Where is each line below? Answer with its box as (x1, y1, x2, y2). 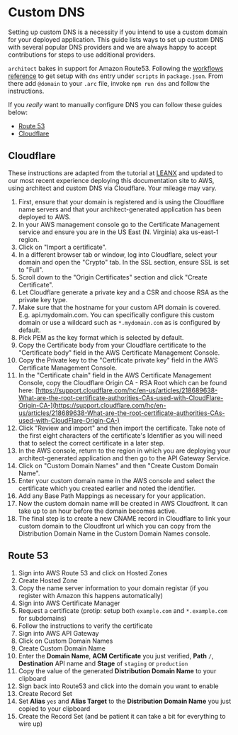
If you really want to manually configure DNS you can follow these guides (8, 100, 222, 109)
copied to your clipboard (18, 704, 91, 713)
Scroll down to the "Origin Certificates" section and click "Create (18, 272, 208, 281)
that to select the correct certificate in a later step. (18, 438, 165, 447)
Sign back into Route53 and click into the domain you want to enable (18, 682, 219, 690)
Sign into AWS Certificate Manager (18, 599, 120, 607)
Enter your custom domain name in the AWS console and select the (18, 476, 215, 485)
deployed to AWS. (18, 212, 72, 221)
